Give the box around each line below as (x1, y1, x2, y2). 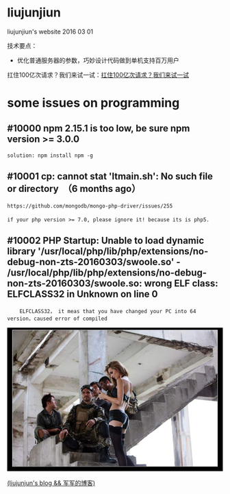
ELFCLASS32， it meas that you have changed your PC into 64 (19, 308, 196, 314)
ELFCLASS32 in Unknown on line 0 (7, 288, 158, 300)
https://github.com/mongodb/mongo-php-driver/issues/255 (7, 202, 173, 210)
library (7, 245, 36, 258)
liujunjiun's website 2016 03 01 (7, 27, 94, 36)
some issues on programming (7, 95, 180, 111)
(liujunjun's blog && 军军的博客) (7, 479, 96, 487)
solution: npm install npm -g (7, 152, 94, 159)
